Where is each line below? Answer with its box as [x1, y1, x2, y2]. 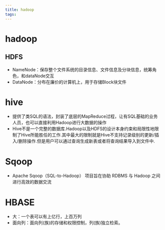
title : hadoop [5, 7, 35, 12]
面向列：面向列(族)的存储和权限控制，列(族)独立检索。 [12, 220, 123, 226]
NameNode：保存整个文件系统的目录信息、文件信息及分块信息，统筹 [12, 66, 153, 72]
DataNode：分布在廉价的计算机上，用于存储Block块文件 [12, 79, 127, 85]
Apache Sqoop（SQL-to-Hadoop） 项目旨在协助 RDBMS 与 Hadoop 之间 [12, 173, 161, 179]
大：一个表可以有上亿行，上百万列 [12, 214, 82, 220]
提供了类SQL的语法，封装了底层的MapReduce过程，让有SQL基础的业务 [12, 113, 158, 119]
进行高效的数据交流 [12, 179, 52, 185]
